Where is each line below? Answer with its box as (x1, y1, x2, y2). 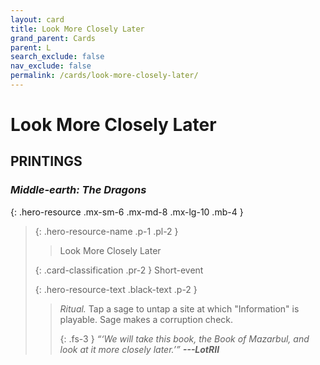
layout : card (10, 14, 65, 25)
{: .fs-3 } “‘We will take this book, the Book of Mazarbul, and (59, 332, 310, 345)
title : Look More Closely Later (10, 24, 145, 34)
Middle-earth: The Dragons (10, 183, 147, 197)
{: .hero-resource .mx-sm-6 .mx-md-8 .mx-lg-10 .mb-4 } (10, 206, 244, 218)
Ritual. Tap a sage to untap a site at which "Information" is (59, 302, 300, 315)
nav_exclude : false (10, 61, 92, 71)
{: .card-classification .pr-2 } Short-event (34, 264, 204, 276)
